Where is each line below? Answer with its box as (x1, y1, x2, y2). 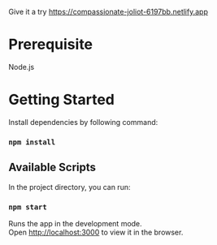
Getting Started (8, 91, 115, 109)
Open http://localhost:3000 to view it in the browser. (8, 227, 184, 237)
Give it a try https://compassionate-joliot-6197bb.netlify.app (8, 7, 209, 16)
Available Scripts (8, 161, 96, 174)
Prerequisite (8, 36, 93, 54)
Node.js (8, 62, 35, 71)
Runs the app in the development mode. (8, 218, 142, 228)
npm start (8, 202, 47, 212)
